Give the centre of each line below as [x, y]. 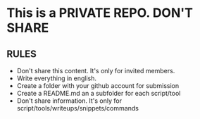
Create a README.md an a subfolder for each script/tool [99, 93]
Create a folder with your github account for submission [98, 86]
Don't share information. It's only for [69, 101]
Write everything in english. [56, 78]
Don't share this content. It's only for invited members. [96, 71]
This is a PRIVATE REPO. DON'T [100, 13]
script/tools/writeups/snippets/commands [77, 108]
